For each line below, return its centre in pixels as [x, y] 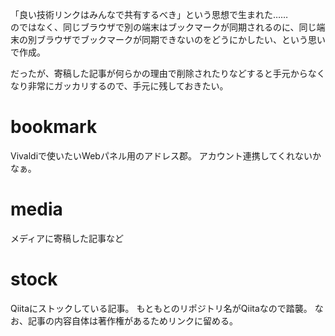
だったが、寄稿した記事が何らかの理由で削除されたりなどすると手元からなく [168, 73]
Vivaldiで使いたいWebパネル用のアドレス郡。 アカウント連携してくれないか [166, 155]
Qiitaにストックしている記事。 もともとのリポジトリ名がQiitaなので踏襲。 [161, 308]
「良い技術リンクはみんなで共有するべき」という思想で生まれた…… [149, 14]
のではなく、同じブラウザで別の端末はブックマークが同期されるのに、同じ [163, 27]
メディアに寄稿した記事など [67, 238]
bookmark [54, 127]
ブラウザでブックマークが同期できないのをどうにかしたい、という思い [181, 39]
